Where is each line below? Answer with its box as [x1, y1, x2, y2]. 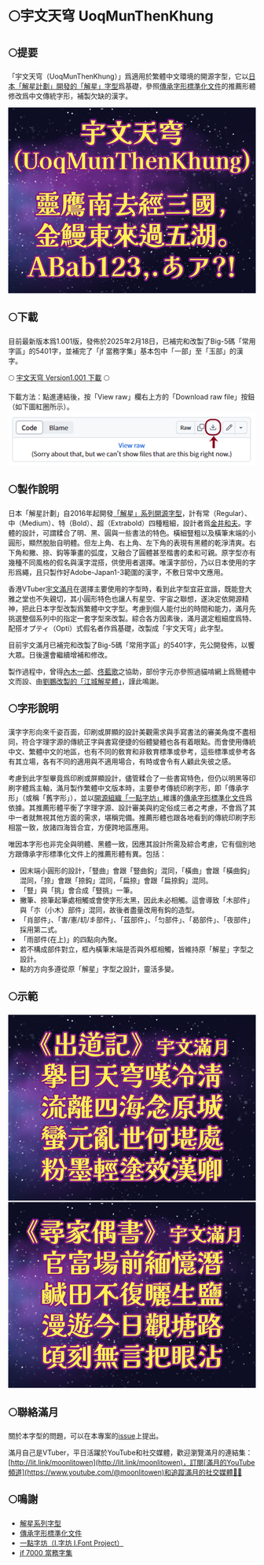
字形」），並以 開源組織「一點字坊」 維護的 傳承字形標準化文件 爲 [52, 794, 253, 803]
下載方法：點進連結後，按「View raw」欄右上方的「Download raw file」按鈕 [8, 392, 255, 401]
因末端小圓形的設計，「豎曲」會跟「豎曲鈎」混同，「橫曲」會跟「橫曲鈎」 [19, 866, 254, 875]
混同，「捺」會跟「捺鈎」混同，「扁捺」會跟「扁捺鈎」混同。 [19, 876, 213, 886]
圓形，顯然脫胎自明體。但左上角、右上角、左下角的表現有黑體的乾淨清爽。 [8, 538, 249, 547]
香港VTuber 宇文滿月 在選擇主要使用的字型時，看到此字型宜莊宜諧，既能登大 [8, 584, 252, 594]
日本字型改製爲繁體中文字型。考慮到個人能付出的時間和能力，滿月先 [35, 603, 256, 613]
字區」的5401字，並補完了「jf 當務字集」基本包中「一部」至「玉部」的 [8, 346, 237, 355]
